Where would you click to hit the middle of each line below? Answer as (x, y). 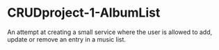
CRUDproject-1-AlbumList (84, 13)
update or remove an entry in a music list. (67, 39)
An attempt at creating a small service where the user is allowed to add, (110, 32)
